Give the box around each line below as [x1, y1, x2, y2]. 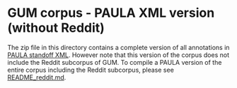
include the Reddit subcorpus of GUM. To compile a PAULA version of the [7, 58, 222, 66]
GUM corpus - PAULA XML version [7, 5, 215, 21]
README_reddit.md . [7, 73, 67, 82]
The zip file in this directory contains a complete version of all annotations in [7, 43, 230, 51]
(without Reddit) [7, 20, 105, 36]
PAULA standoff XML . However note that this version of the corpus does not [7, 51, 230, 59]
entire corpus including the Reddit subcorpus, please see [7, 65, 175, 74]
